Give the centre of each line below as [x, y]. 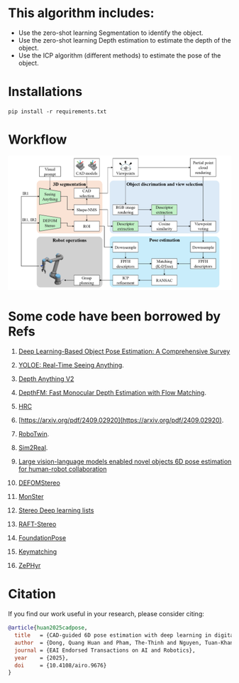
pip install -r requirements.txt [57, 112]
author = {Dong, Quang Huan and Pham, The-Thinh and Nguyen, [108, 642]
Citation [32, 594]
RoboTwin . [34, 434]
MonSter [31, 497]
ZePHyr [29, 566]
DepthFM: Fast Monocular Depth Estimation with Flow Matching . [112, 393]
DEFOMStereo [39, 483]
